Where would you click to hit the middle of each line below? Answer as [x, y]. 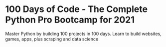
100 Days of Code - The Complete [77, 9]
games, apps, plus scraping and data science [52, 39]
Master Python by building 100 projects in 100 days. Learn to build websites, [83, 33]
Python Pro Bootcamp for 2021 [70, 20]
